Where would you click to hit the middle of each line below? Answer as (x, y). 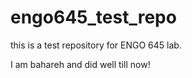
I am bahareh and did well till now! (80, 64)
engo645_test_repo (93, 17)
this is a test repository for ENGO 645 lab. (96, 45)
